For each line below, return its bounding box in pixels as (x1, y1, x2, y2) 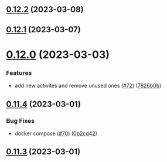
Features (6, 68, 32, 77)
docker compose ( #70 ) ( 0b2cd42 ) (14, 130, 98, 137)
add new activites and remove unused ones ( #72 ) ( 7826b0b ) (14, 82, 162, 89)
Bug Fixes (6, 116, 35, 125)
